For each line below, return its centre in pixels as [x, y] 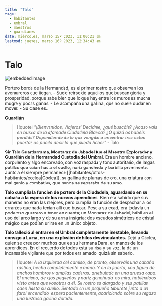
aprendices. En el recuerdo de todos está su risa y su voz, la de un [72, 248]
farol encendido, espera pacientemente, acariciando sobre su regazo [87, 293]
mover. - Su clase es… [27, 108]
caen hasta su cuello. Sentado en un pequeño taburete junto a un [83, 288]
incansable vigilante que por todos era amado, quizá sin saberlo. [70, 253]
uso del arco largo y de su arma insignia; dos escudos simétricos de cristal [80, 218]
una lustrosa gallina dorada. [45, 298]
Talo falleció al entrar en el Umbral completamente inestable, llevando [77, 232]
